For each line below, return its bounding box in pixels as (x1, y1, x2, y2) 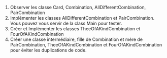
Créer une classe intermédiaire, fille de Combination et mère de (10, 36, 143, 42)
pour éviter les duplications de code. (10, 47, 87, 53)
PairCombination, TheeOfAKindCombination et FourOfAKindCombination (10, 42, 162, 47)
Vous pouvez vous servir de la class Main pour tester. (10, 20, 122, 26)
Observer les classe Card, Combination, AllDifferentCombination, (10, 5, 146, 10)
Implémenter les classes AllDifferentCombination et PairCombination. (10, 15, 155, 21)
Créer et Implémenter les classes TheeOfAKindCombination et (10, 26, 141, 32)
